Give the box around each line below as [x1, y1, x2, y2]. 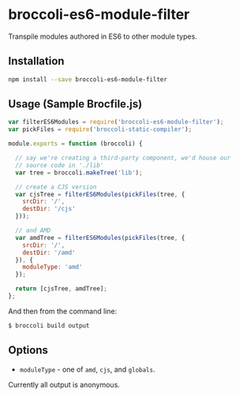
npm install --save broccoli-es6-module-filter [8, 75, 168, 84]
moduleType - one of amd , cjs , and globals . [19, 365, 155, 374]
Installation [8, 54, 65, 68]
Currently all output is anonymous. [8, 380, 121, 389]
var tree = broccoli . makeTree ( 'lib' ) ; [15, 168, 144, 177]
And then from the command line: [8, 306, 118, 316]
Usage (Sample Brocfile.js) [8, 97, 143, 111]
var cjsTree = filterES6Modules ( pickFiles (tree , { [15, 190, 185, 198]
